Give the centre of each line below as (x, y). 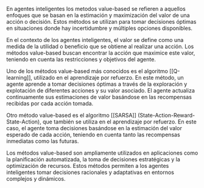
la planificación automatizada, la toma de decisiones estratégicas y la (93, 159)
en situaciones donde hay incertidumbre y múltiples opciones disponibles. (100, 28)
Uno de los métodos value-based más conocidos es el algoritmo (87, 71)
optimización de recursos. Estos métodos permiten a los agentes (88, 166)
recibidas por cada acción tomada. (50, 103)
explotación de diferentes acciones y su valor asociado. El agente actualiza (100, 90)
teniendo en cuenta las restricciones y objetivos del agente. (81, 59)
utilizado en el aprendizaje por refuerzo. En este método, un (108, 78)
